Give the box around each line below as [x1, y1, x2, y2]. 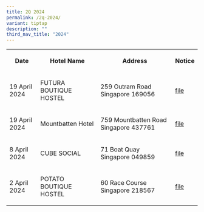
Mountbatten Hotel [40, 119, 94, 128]
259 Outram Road [100, 82, 152, 91]
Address [122, 57, 148, 65]
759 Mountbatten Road [100, 116, 167, 124]
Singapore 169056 [100, 90, 155, 99]
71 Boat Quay [100, 145, 140, 154]
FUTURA [40, 79, 66, 87]
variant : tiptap [6, 20, 47, 26]
